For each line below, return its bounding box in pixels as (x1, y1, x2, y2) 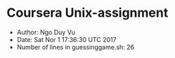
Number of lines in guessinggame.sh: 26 (16, 43, 135, 51)
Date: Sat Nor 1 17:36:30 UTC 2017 (16, 35, 117, 43)
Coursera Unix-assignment (6, 5, 169, 21)
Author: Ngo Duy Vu (16, 28, 75, 36)
